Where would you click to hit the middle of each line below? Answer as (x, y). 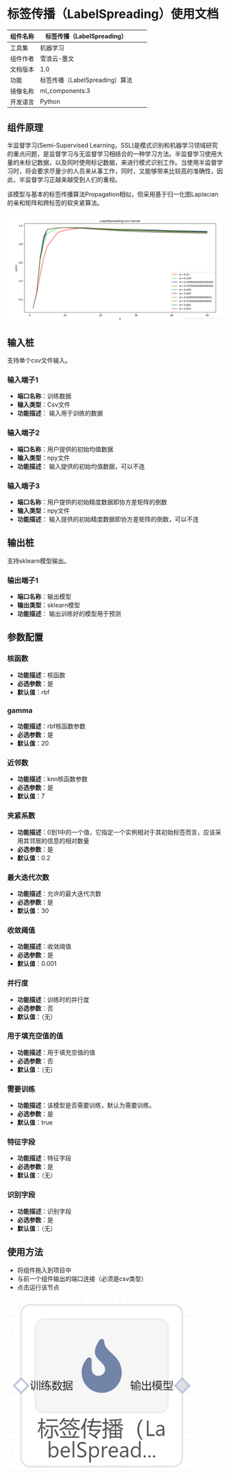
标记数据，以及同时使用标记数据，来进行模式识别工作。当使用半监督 (121, 163)
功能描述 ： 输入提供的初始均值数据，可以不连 (81, 466)
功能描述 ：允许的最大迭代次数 (59, 893)
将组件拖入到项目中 (44, 1270)
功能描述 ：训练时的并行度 (53, 1000)
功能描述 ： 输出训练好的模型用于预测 (69, 614)
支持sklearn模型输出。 (39, 561)
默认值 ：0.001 (37, 964)
